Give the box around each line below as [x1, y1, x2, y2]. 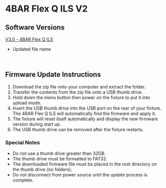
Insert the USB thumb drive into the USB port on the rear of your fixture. [12, 105, 162, 111]
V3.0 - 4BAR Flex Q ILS [5, 36, 54, 42]
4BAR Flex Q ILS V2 [5, 3, 88, 15]
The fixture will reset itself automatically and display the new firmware [12, 116, 158, 122]
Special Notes [5, 139, 40, 146]
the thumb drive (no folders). [12, 166, 72, 172]
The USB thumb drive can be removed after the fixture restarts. [12, 126, 144, 132]
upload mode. [12, 100, 42, 106]
